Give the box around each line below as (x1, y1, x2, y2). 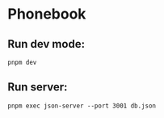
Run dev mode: (7, 37, 86, 51)
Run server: (7, 80, 68, 94)
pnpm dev (7, 58, 37, 66)
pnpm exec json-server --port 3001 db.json (7, 102, 157, 110)
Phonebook (7, 5, 86, 23)
